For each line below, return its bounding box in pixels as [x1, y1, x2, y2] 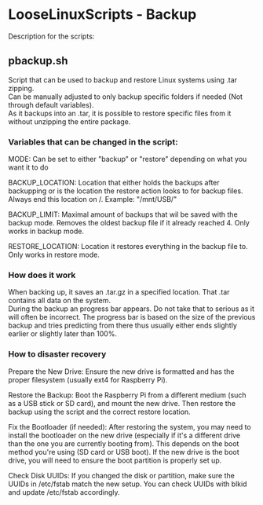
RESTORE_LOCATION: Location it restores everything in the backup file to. [8, 242, 249, 251]
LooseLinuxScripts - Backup [8, 5, 197, 24]
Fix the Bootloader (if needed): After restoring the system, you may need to [8, 422, 251, 431]
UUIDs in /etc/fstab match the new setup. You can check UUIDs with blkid [8, 479, 247, 489]
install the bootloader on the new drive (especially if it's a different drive [8, 430, 241, 440]
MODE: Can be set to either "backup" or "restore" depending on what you [8, 155, 247, 164]
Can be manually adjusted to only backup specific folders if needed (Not [8, 92, 243, 101]
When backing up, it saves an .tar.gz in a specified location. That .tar [8, 287, 230, 297]
